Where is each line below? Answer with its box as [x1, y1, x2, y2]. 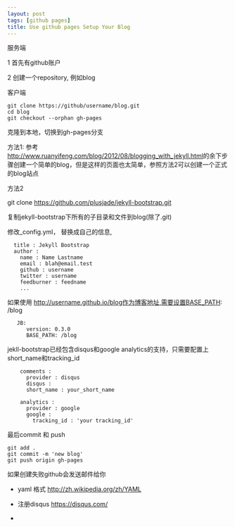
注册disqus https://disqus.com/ [17, 500, 108, 509]
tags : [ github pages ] [7, 17, 71, 24]
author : [13, 248, 39, 255]
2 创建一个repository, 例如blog [7, 73, 96, 82]
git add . [7, 445, 37, 452]
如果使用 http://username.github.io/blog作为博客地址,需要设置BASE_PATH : [7, 298, 223, 307]
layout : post [7, 10, 46, 18]
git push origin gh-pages [7, 457, 83, 464]
